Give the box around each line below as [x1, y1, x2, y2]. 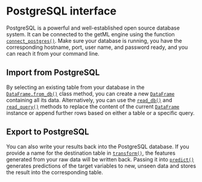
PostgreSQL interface [6, 4, 117, 18]
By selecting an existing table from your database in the [6, 83, 145, 91]
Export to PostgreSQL [6, 127, 89, 137]
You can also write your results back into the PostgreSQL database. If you [6, 143, 189, 150]
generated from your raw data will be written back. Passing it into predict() [6, 155, 194, 163]
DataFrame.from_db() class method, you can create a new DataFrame [6, 89, 175, 97]
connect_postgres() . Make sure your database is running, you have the [6, 37, 182, 44]
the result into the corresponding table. [6, 168, 104, 176]
